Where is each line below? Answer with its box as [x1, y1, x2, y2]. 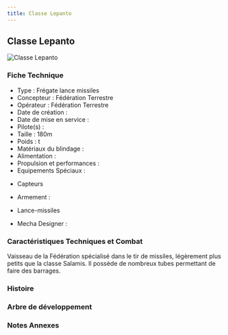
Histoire [7, 284, 34, 293]
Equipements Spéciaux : [16, 166, 86, 175]
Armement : [16, 193, 51, 201]
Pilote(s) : [16, 123, 45, 131]
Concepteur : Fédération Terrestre [16, 93, 114, 101]
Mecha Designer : [16, 219, 67, 227]
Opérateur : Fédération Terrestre [16, 101, 109, 109]
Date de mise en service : [16, 115, 89, 123]
